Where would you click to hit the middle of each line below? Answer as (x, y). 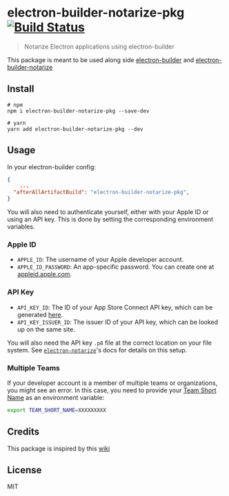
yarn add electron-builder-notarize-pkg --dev (75, 129)
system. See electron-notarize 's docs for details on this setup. (97, 350)
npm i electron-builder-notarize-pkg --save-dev (78, 111)
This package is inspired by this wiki (59, 448)
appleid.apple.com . (44, 274)
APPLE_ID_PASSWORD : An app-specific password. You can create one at (116, 267)
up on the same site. (46, 329)
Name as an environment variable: (56, 397)
